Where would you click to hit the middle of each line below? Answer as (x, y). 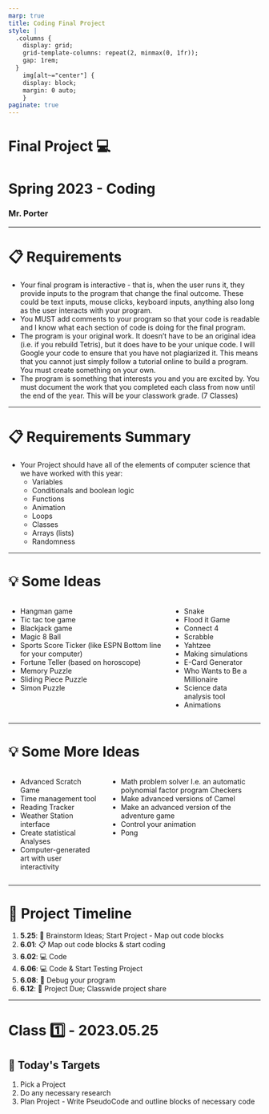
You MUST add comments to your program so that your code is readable (140, 318)
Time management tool (58, 798)
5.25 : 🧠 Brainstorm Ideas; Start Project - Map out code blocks (122, 936)
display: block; (50, 83)
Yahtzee (197, 645)
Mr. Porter (28, 213)
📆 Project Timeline (70, 913)
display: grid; (48, 46)
